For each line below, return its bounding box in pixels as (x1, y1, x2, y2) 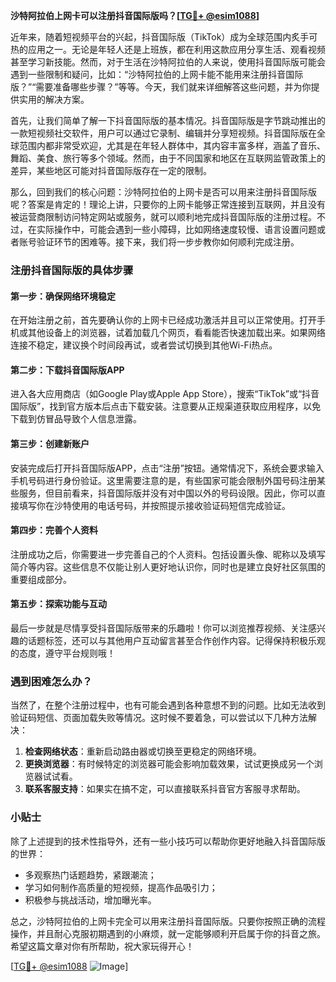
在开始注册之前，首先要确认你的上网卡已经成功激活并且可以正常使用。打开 (10, 314, 317, 326)
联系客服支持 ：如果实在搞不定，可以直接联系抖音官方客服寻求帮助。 (24, 783, 306, 795)
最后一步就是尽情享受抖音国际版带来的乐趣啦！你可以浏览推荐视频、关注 (10, 622, 308, 634)
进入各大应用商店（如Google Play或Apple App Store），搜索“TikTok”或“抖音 (10, 388, 320, 400)
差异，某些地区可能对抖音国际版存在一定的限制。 (10, 165, 212, 176)
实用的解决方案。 (18, 94, 90, 105)
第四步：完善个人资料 (10, 524, 98, 536)
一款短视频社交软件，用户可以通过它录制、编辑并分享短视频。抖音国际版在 (10, 127, 317, 139)
